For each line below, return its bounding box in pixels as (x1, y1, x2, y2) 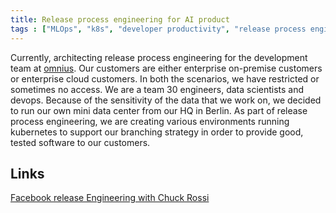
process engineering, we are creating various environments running (10, 115, 290, 127)
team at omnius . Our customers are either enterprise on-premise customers (10, 62, 323, 74)
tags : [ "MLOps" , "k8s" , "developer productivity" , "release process (10, 24, 307, 34)
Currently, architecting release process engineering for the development (10, 51, 308, 63)
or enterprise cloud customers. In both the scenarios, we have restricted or (10, 72, 320, 85)
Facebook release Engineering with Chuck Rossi (10, 192, 210, 204)
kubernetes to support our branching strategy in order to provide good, (10, 126, 304, 138)
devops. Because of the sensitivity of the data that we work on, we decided (10, 94, 322, 106)
